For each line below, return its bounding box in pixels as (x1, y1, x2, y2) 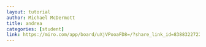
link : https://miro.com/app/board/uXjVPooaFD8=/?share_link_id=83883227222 (6, 32, 204, 38)
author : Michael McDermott (6, 15, 75, 21)
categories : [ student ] (6, 26, 64, 32)
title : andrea (6, 20, 43, 26)
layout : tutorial (6, 9, 51, 15)
